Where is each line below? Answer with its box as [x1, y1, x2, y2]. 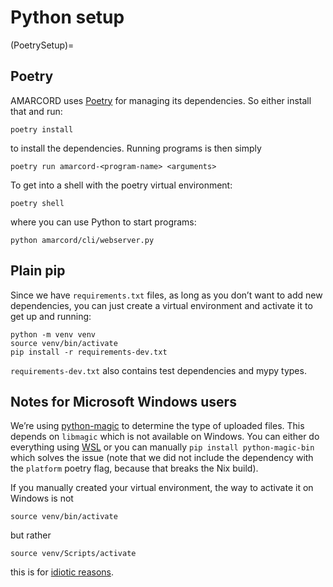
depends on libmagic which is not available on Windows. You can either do [10, 431, 320, 443]
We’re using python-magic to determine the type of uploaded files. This [10, 420, 305, 432]
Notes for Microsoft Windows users [10, 393, 237, 410]
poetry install [10, 124, 74, 135]
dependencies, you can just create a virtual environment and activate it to [10, 299, 313, 311]
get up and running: [10, 310, 92, 322]
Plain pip [10, 262, 66, 280]
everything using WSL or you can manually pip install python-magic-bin [10, 441, 315, 453]
